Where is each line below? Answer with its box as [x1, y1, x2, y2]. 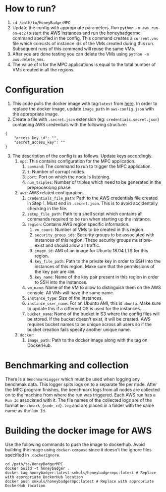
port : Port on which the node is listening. [27, 174, 111, 180]
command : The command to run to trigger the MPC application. [27, 163, 152, 169]
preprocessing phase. [27, 184, 72, 190]
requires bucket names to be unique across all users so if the [27, 321, 152, 327]
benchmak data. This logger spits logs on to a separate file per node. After [5, 381, 157, 387]
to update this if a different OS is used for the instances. [27, 305, 141, 311]
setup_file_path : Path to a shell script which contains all [27, 211, 143, 217]
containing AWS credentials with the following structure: [12, 121, 127, 127]
